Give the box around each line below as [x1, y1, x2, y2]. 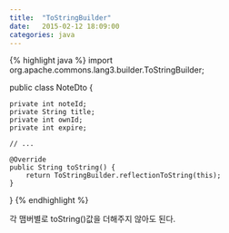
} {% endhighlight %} [9, 195, 89, 206]
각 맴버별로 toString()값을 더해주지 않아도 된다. [9, 214, 176, 225]
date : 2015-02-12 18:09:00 [9, 22, 120, 31]
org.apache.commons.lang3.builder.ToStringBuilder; [9, 64, 204, 75]
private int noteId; [9, 100, 88, 109]
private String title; [9, 108, 95, 117]
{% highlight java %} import [9, 55, 114, 66]
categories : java [9, 30, 75, 39]
